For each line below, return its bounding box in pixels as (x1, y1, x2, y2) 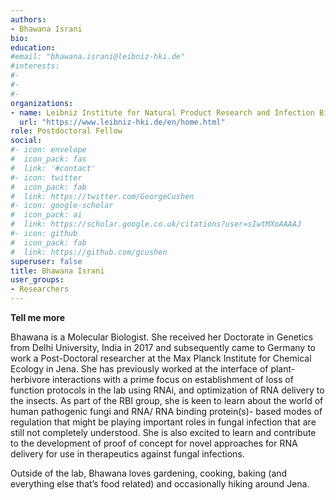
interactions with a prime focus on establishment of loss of (52, 374, 294, 385)
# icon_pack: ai (10, 210, 83, 220)
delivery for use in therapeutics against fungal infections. (10, 448, 245, 460)
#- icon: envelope (10, 145, 87, 155)
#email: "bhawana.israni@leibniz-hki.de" (10, 52, 186, 62)
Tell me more (10, 312, 65, 323)
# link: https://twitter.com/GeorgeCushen (10, 191, 195, 201)
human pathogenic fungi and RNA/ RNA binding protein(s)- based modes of (10, 406, 323, 417)
